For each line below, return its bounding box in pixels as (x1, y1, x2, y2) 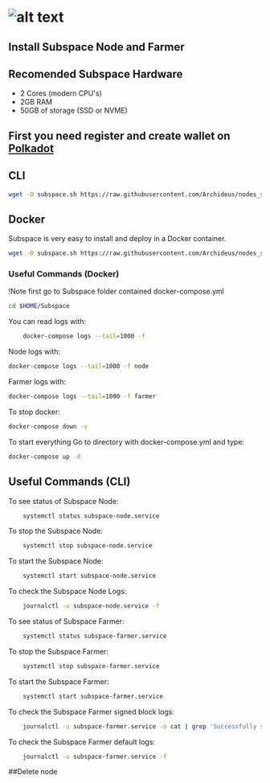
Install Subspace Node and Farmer (8, 40, 185, 54)
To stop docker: (8, 407, 60, 416)
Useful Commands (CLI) (8, 475, 131, 489)
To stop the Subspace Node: (8, 527, 103, 536)
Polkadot (8, 141, 55, 155)
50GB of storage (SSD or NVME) (19, 105, 129, 116)
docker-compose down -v (8, 422, 88, 430)
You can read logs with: (8, 317, 87, 326)
